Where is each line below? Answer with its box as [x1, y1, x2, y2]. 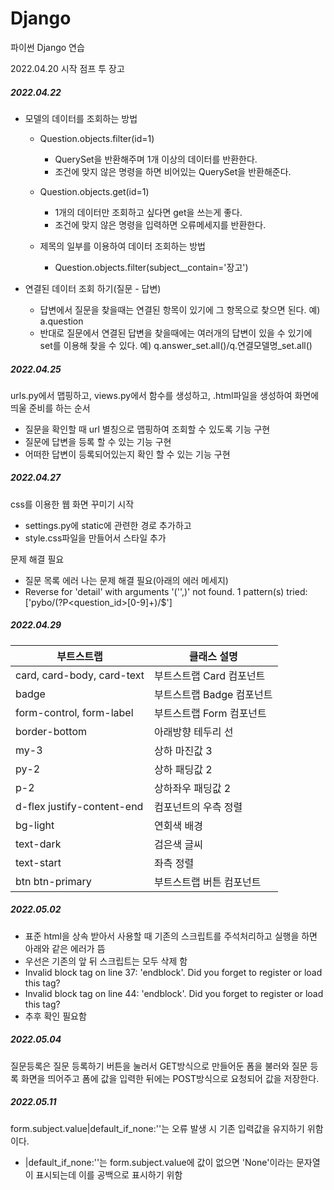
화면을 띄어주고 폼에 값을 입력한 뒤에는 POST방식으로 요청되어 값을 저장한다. [20, 1072, 320, 1084]
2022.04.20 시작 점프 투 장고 [10, 62, 125, 74]
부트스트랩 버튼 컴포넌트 [154, 875, 262, 889]
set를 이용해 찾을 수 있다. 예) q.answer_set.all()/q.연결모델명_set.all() [39, 339, 313, 351]
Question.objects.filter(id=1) [39, 132, 155, 144]
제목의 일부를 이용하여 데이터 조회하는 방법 [39, 240, 207, 252]
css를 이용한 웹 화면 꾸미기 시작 [10, 498, 135, 510]
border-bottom [15, 724, 87, 738]
